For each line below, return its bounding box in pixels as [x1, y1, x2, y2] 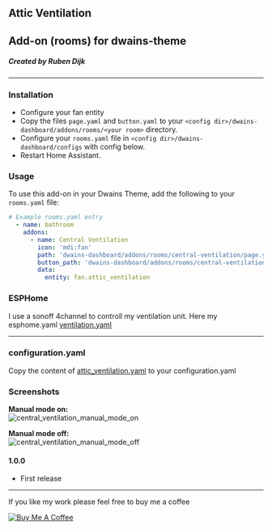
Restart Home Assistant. [19, 151, 101, 160]
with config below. [83, 142, 146, 152]
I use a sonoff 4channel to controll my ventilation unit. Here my [8, 311, 218, 320]
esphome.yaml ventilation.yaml [8, 320, 112, 329]
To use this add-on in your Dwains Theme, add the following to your [8, 189, 235, 199]
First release [19, 473, 62, 484]
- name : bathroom [15, 221, 74, 229]
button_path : [37, 258, 82, 266]
